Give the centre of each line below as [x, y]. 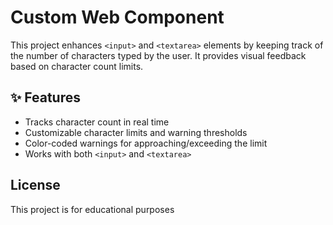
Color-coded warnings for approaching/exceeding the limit [146, 143]
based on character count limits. [77, 66]
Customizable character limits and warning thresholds [136, 132]
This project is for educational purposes [92, 209]
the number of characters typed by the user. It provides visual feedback [158, 55]
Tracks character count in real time [97, 122]
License [35, 185]
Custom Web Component [117, 17]
